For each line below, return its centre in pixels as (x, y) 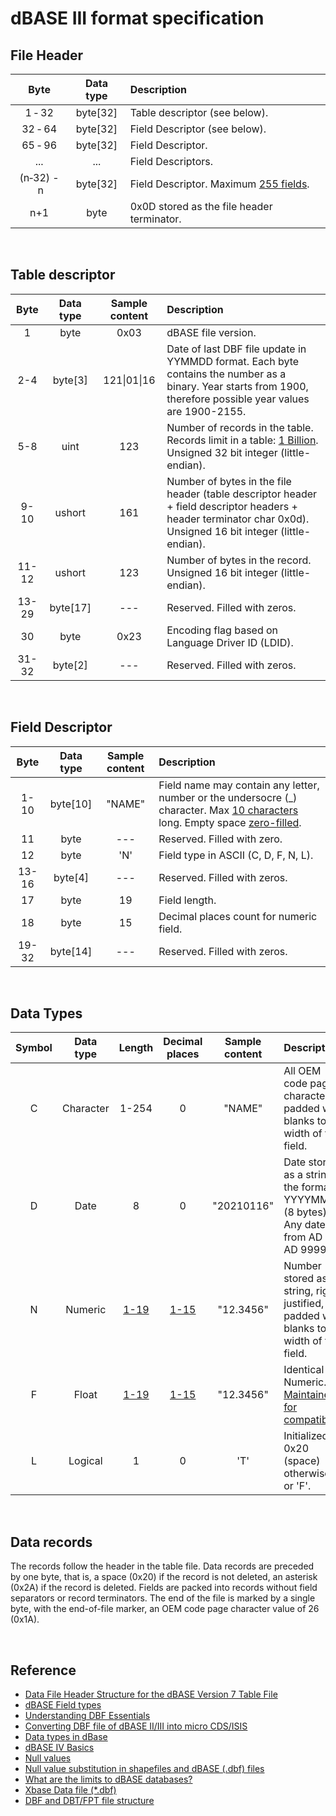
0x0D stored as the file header (201, 206)
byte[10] (71, 804)
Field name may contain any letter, (239, 785)
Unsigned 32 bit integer (222, 452)
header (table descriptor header (242, 494)
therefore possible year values (238, 399)
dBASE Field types (63, 1705)
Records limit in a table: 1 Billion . (242, 440)
